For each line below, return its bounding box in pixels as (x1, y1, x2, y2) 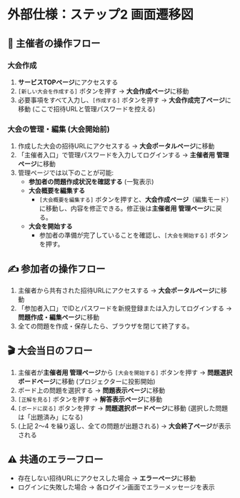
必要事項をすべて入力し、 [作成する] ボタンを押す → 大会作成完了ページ (17, 96, 226, 104)
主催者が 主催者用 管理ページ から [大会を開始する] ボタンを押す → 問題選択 (17, 368, 233, 377)
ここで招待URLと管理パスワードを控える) (34, 104, 156, 113)
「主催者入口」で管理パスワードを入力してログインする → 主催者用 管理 (17, 151, 229, 159)
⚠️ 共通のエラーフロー (7, 454, 104, 466)
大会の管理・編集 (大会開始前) (7, 124, 110, 134)
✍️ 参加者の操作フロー (7, 263, 106, 275)
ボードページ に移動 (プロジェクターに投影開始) (17, 377, 156, 385)
